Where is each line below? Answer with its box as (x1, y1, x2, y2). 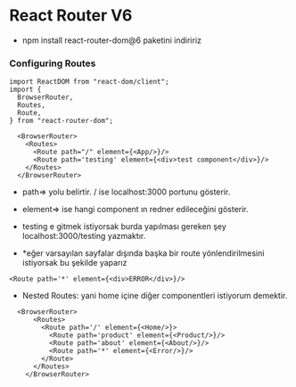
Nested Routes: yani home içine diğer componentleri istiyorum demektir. (21, 291, 288, 301)
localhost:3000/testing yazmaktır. (21, 231, 146, 242)
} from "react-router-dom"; (9, 117, 114, 126)
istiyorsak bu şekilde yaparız (21, 258, 127, 268)
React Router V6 (9, 5, 133, 26)
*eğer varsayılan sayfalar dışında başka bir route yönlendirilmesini (21, 248, 265, 259)
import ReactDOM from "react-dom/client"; (9, 78, 169, 86)
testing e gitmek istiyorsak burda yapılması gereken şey (21, 221, 227, 232)
